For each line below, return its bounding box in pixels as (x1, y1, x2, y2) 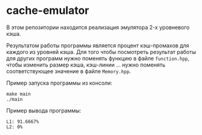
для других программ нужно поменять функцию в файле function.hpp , (6, 54, 189, 62)
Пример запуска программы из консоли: (6, 79, 113, 87)
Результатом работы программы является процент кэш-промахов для (6, 42, 189, 49)
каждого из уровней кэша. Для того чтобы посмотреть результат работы (6, 48, 197, 55)
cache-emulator (6, 4, 90, 18)
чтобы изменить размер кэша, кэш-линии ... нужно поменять (6, 61, 166, 68)
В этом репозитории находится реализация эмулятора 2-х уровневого (6, 24, 190, 31)
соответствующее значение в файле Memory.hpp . (6, 67, 131, 74)
